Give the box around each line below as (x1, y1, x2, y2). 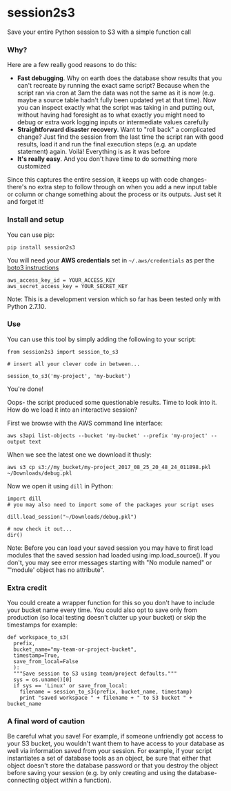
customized (17, 162, 51, 171)
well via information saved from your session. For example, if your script (7, 747, 212, 755)
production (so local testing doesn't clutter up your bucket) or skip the (7, 613, 207, 622)
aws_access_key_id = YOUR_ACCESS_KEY (7, 276, 116, 284)
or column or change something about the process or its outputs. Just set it (7, 190, 222, 198)
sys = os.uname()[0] (13, 676, 72, 683)
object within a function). (40, 776, 112, 785)
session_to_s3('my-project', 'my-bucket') (7, 372, 131, 379)
